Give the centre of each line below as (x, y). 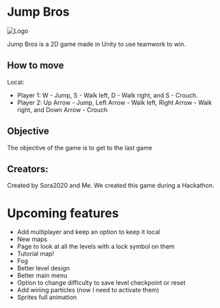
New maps (32, 239)
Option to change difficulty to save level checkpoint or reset (101, 283)
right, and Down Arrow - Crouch (62, 109)
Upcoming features (63, 213)
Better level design (43, 268)
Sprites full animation (47, 297)
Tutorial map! (36, 254)
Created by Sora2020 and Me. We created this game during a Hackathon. (111, 186)
